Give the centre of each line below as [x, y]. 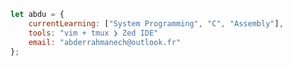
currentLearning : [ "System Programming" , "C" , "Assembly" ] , [156, 23]
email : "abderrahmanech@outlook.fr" [105, 42]
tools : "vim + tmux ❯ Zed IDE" [93, 33]
